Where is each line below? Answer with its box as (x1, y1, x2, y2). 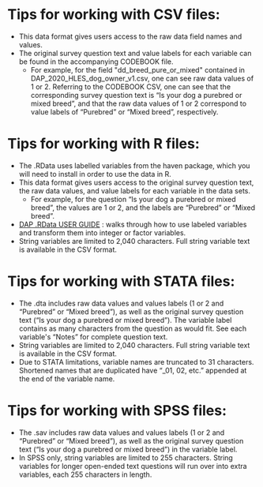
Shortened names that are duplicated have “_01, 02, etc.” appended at (18, 365, 247, 375)
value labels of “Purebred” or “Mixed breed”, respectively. (30, 107, 219, 116)
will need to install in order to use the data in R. (18, 169, 171, 178)
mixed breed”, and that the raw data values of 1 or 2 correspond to (30, 99, 246, 108)
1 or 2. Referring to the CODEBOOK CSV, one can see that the (30, 81, 231, 92)
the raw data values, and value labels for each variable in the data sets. (18, 185, 250, 195)
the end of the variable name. (18, 373, 115, 384)
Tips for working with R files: (7, 135, 201, 153)
